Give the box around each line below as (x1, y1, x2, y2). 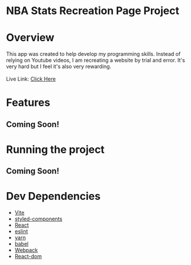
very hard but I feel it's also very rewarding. (6, 63, 112, 70)
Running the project (6, 143, 105, 156)
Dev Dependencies (6, 190, 101, 203)
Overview (6, 31, 55, 45)
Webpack (14, 247, 38, 254)
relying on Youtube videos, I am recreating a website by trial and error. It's (6, 57, 185, 64)
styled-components (14, 216, 63, 223)
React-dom (14, 253, 42, 260)
